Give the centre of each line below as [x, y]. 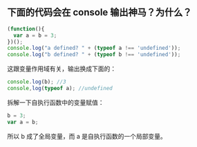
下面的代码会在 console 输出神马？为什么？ [100, 12]
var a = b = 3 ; [35, 35]
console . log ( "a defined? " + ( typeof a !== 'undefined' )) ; [94, 48]
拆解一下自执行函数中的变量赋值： [56, 102]
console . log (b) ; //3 [37, 82]
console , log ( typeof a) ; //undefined [60, 89]
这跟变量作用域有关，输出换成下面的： [62, 69]
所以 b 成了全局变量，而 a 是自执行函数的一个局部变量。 [87, 136]
